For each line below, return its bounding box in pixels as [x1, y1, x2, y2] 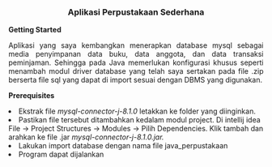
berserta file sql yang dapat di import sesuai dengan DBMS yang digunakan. [8, 75, 263, 85]
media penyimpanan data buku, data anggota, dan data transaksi [8, 49, 264, 59]
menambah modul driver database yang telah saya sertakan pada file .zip [8, 66, 264, 76]
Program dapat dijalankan [19, 149, 104, 160]
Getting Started [8, 25, 62, 35]
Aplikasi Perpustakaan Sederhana [67, 6, 205, 18]
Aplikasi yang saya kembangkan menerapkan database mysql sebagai [8, 41, 264, 50]
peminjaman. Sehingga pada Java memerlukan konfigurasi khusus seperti [8, 58, 264, 67]
